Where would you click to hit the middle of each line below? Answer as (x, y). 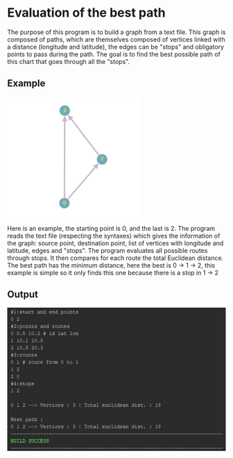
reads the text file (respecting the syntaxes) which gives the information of (114, 236)
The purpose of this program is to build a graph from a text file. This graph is (116, 32)
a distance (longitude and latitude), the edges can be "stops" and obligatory (115, 47)
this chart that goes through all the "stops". (69, 61)
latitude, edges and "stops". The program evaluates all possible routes (107, 250)
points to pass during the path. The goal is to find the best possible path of (114, 54)
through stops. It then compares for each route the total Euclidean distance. (115, 258)
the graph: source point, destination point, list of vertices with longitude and (115, 243)
